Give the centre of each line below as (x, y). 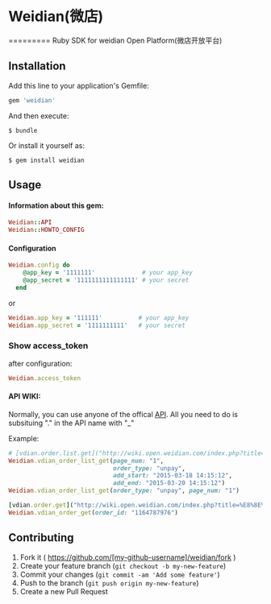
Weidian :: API (30, 222)
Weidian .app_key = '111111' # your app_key (99, 318)
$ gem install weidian (46, 160)
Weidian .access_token (45, 378)
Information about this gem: (56, 205)
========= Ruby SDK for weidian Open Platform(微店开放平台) (115, 40)
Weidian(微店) (56, 17)
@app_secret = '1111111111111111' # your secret (106, 280)
